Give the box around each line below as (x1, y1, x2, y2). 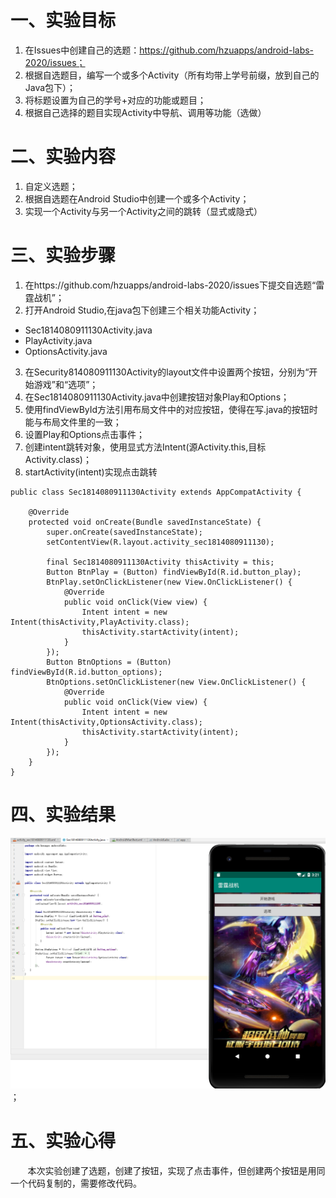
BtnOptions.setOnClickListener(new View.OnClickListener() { (46, 677, 307, 687)
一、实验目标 (10, 9, 117, 32)
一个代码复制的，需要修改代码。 (10, 1177, 142, 1189)
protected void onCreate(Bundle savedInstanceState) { (28, 517, 262, 527)
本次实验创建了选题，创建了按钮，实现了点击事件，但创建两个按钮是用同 (27, 1164, 326, 1176)
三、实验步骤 (10, 244, 117, 267)
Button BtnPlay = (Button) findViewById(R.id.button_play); (46, 567, 302, 577)
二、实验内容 (10, 146, 117, 168)
